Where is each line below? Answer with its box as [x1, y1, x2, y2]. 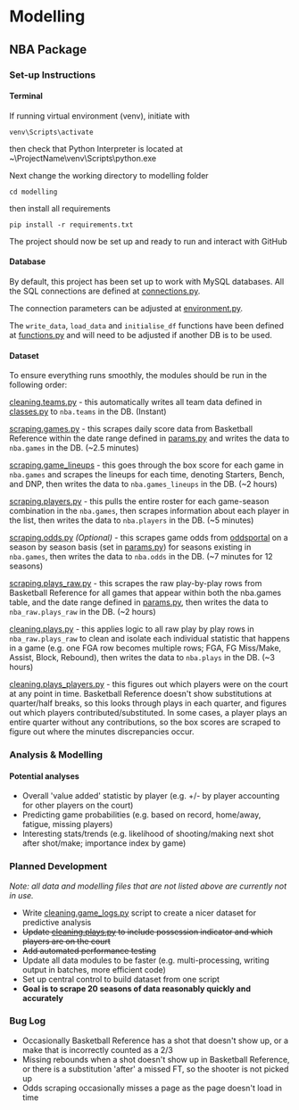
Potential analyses [9, 770, 80, 782]
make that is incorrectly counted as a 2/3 [21, 1044, 174, 1055]
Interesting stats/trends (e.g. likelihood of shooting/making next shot [21, 828, 274, 840]
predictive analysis [21, 916, 92, 927]
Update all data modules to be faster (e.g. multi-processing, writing [21, 955, 270, 965]
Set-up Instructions [9, 69, 96, 81]
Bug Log [9, 1015, 46, 1027]
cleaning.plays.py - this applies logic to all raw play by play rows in [9, 624, 254, 634]
